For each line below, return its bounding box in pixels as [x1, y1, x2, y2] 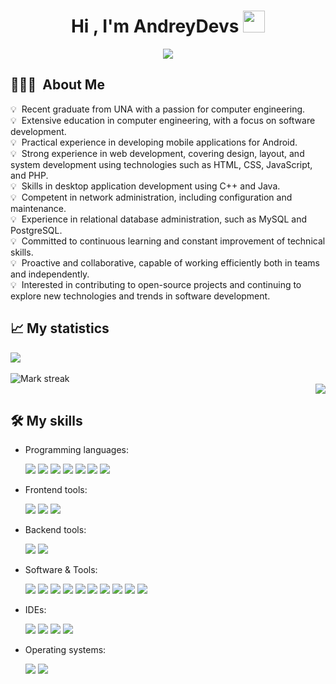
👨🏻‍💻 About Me [10, 76, 105, 94]
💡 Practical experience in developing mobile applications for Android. [10, 136, 298, 148]
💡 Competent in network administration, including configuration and [10, 191, 293, 203]
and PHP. [10, 169, 49, 181]
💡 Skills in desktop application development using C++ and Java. [10, 180, 281, 192]
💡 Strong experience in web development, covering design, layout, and [10, 147, 305, 159]
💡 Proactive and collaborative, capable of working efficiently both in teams [10, 256, 320, 269]
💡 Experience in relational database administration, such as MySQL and [10, 213, 308, 225]
